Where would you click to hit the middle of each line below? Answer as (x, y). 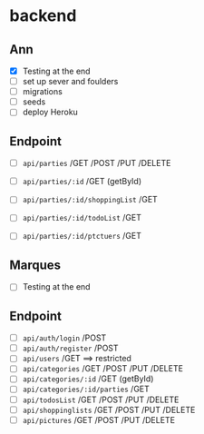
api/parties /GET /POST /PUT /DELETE (97, 163)
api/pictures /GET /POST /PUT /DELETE (98, 419)
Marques (35, 265)
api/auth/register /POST (71, 348)
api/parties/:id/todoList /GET (82, 218)
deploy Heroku (50, 112)
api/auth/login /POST (64, 338)
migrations (43, 92)
